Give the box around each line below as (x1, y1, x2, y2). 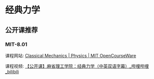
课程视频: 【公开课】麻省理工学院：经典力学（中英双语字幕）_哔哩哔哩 (5, 63, 149, 69)
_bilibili (5, 69, 19, 75)
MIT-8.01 (5, 40, 27, 47)
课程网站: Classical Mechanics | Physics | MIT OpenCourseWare (5, 52, 137, 58)
